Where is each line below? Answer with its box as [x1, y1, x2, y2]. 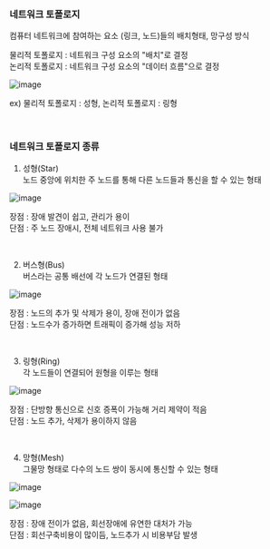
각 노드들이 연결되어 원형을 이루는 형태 [22, 367, 159, 377]
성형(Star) [22, 162, 59, 173]
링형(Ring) [22, 356, 61, 367]
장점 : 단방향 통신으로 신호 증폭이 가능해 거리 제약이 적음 [9, 404, 207, 415]
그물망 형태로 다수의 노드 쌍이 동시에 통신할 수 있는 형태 [22, 463, 219, 474]
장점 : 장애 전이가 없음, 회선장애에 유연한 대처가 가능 [9, 517, 193, 528]
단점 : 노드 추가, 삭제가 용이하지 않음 [9, 415, 138, 426]
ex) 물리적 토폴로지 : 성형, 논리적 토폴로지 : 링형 [9, 98, 178, 109]
